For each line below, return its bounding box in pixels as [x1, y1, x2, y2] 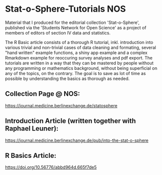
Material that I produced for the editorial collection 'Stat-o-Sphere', [5, 19, 140, 25]
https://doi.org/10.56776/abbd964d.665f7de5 [5, 164, 97, 170]
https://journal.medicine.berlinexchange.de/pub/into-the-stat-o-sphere [5, 137, 149, 143]
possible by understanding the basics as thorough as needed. [5, 76, 130, 81]
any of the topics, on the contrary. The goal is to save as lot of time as [5, 70, 146, 76]
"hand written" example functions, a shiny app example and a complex [5, 50, 148, 56]
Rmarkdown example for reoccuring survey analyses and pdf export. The [5, 55, 153, 60]
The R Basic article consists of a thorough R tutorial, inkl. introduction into [5, 39, 153, 45]
